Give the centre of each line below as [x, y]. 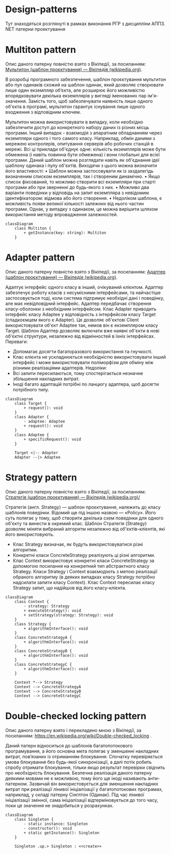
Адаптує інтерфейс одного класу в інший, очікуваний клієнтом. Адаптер [84, 287]
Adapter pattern [40, 258]
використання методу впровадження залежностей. [62, 214]
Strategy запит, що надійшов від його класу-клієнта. [69, 588]
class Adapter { [32, 417]
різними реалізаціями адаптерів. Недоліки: [60, 368]
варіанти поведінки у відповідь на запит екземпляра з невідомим [77, 193]
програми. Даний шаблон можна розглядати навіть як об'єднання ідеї [82, 160]
